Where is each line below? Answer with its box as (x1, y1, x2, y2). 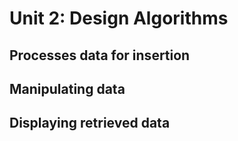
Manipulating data (9, 80, 126, 97)
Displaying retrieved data (9, 115, 171, 132)
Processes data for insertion (9, 47, 191, 64)
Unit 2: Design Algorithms (9, 7, 229, 30)
